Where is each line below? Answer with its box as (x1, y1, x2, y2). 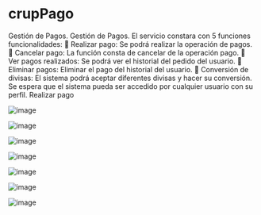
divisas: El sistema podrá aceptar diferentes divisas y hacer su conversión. (8, 73, 252, 83)
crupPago (8, 5, 74, 23)
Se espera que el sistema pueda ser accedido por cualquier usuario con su (8, 81, 254, 91)
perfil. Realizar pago (8, 90, 75, 99)
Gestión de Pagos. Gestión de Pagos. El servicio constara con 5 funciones (8, 31, 251, 40)
